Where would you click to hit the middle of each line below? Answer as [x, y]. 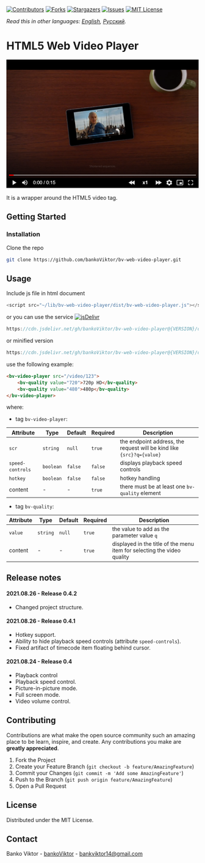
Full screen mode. [38, 694]
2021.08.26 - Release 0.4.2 [42, 593]
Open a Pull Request [41, 786]
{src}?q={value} [141, 455]
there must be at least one [153, 487]
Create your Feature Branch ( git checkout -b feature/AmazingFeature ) [105, 766]
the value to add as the [141, 529]
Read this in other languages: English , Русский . [66, 21]
